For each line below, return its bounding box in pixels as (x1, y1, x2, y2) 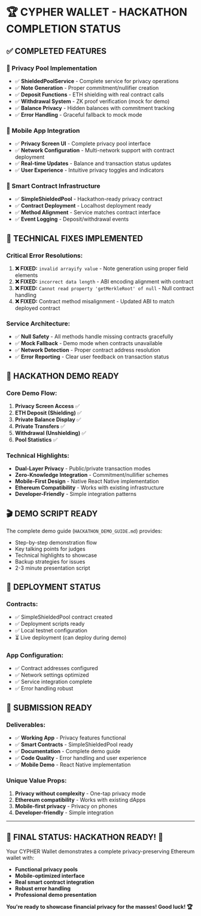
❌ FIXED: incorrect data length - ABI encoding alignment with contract (14, 278, 193, 285)
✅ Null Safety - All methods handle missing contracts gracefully (14, 333, 173, 340)
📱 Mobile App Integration (6, 126, 80, 135)
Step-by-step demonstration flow (14, 539, 98, 546)
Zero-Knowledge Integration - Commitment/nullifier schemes (14, 471, 169, 479)
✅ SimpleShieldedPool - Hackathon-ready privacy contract (14, 196, 163, 203)
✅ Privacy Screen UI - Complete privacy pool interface (14, 140, 151, 147)
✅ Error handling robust (14, 685, 74, 692)
